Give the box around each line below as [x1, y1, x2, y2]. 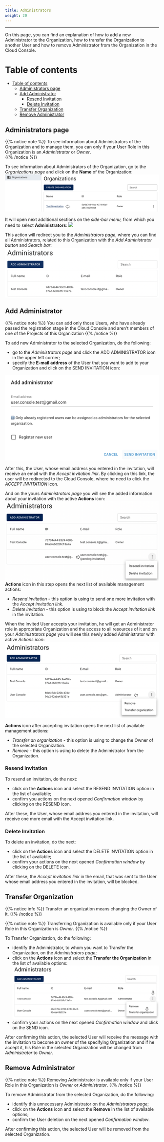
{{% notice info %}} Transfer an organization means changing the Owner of [5, 905, 157, 911]
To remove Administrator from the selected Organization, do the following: [5, 1091, 154, 1097]
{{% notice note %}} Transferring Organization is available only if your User [5, 920, 157, 926]
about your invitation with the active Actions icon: [5, 496, 105, 502]
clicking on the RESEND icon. [12, 801, 71, 807]
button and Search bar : [5, 242, 52, 248]
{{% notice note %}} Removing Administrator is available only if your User [5, 1077, 154, 1082]
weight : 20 [5, 13, 27, 18]
